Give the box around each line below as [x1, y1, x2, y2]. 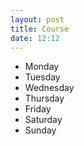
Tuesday [24, 71, 61, 83]
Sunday [24, 124, 57, 136]
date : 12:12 [10, 33, 60, 43]
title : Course [10, 24, 70, 34]
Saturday [24, 114, 63, 126]
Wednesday [24, 82, 75, 94]
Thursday [24, 92, 65, 105]
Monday [24, 61, 60, 73]
